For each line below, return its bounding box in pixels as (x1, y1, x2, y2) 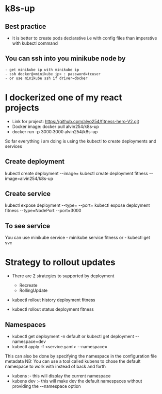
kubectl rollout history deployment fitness (12, 297, 96, 303)
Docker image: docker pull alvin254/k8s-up (12, 124, 99, 129)
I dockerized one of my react (5, 92, 122, 103)
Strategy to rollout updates (5, 257, 115, 268)
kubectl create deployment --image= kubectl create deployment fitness (5, 170, 148, 176)
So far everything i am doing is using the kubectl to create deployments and (5, 138, 157, 144)
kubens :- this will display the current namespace (12, 373, 111, 378)
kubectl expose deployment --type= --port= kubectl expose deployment (5, 202, 150, 208)
